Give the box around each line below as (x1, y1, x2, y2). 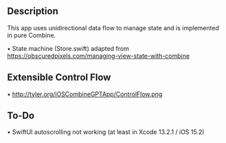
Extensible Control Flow (7, 71, 111, 83)
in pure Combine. (7, 31, 56, 39)
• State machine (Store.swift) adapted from (7, 44, 129, 52)
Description (7, 5, 58, 17)
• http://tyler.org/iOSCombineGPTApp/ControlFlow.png (7, 89, 163, 98)
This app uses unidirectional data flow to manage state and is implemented (7, 23, 220, 32)
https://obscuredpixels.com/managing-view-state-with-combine (7, 52, 190, 60)
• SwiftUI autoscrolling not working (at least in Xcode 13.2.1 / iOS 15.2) (7, 128, 205, 136)
